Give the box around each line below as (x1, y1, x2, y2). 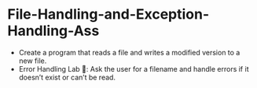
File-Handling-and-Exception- (7, 5, 210, 23)
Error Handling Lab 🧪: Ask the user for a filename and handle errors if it (18, 64, 249, 73)
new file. (18, 56, 47, 65)
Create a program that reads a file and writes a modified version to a (18, 48, 240, 57)
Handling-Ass (7, 22, 100, 40)
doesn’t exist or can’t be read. (18, 72, 116, 82)
